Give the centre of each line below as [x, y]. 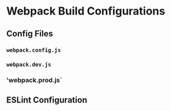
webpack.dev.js [29, 65]
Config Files [30, 34]
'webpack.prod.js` [34, 80]
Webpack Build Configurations [86, 11]
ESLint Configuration [47, 100]
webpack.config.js [34, 50]
